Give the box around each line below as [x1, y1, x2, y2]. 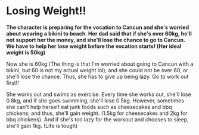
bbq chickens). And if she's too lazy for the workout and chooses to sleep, [6, 115, 189, 123]
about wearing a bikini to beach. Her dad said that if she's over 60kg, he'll [6, 30, 192, 37]
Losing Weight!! [6, 4, 86, 18]
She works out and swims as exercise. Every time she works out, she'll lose [6, 91, 192, 98]
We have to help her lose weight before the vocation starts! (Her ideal [6, 43, 182, 50]
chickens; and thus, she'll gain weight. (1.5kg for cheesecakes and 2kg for [6, 110, 188, 117]
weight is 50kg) [6, 49, 46, 56]
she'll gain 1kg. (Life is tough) [6, 122, 78, 129]
